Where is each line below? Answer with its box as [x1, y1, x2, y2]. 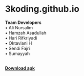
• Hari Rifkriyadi [5, 35, 38, 41]
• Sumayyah [5, 50, 30, 57]
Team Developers [5, 19, 42, 25]
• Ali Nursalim [5, 24, 33, 30]
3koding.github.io [5, 3, 80, 15]
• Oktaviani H [5, 40, 32, 46]
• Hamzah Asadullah [5, 30, 46, 36]
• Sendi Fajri [5, 45, 30, 51]
